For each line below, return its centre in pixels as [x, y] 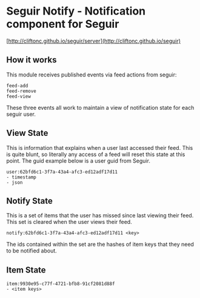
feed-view [19, 96]
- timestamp [21, 177]
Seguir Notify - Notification [76, 11]
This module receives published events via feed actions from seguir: [92, 75]
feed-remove [21, 91]
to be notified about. [32, 251]
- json [15, 182]
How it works [32, 60]
